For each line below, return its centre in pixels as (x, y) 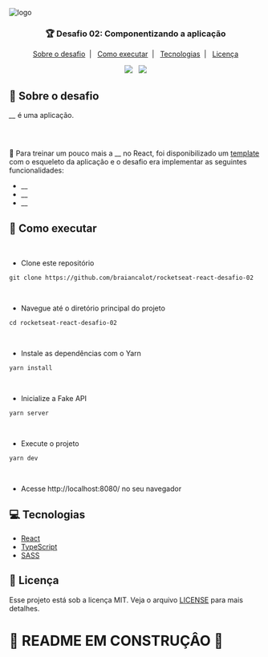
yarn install (31, 368)
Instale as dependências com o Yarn (81, 353)
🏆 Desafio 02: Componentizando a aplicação (136, 34)
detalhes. (24, 608)
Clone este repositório (57, 263)
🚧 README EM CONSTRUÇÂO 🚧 (116, 641)
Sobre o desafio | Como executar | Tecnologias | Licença (136, 54)
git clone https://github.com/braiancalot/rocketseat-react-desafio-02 (131, 278)
